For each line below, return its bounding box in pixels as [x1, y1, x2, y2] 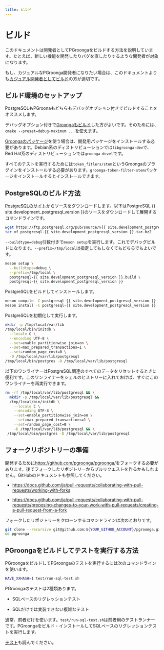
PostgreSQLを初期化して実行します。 [5, 313, 80, 318]
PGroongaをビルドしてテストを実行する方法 [5, 546, 139, 554]
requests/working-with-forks [12, 487, 71, 493]
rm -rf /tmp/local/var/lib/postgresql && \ [5, 390, 95, 395]
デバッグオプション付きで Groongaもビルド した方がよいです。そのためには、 [5, 122, 159, 128]
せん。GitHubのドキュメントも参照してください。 [5, 472, 104, 478]
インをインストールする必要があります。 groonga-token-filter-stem [9, 167, 145, 173]
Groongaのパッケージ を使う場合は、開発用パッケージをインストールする [5, 138, 151, 144]
